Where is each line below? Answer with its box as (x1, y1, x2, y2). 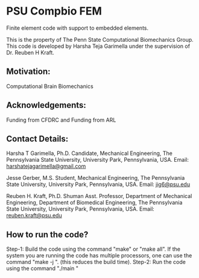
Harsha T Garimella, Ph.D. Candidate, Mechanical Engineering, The (6, 150, 173, 157)
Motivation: (6, 67, 51, 77)
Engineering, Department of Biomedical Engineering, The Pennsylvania (6, 199, 183, 207)
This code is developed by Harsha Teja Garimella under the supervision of (6, 42, 191, 50)
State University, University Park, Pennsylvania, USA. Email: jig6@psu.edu (6, 180, 191, 188)
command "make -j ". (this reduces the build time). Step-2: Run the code (6, 259, 186, 266)
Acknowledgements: (6, 100, 86, 110)
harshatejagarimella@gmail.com (6, 162, 86, 170)
